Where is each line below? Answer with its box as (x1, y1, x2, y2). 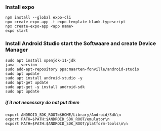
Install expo (5, 4, 34, 11)
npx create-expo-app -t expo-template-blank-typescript (5, 19, 126, 25)
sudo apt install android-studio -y (5, 75, 83, 80)
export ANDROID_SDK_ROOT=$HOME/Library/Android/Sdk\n (5, 112, 122, 117)
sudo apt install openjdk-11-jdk (5, 58, 76, 63)
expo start (5, 28, 28, 33)
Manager (5, 47, 28, 54)
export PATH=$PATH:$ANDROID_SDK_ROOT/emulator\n (5, 116, 110, 122)
